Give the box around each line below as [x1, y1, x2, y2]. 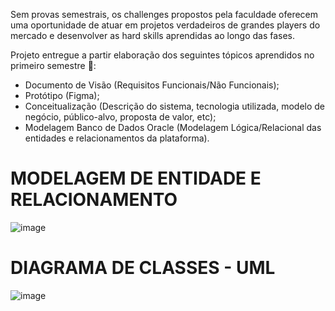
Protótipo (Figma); [24, 90, 100, 101]
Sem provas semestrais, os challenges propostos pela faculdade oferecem [10, 9, 319, 20]
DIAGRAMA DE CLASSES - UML [10, 257, 276, 279]
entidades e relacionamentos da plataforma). [24, 132, 210, 144]
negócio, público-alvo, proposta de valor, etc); [24, 111, 217, 123]
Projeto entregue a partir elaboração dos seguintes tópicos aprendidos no [10, 49, 315, 61]
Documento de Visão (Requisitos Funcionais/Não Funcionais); [24, 79, 280, 91]
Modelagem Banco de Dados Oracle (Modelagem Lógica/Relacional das [24, 122, 322, 133]
